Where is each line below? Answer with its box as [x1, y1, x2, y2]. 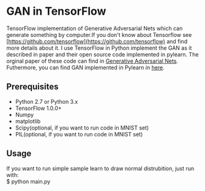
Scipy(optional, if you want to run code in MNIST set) [15, 124, 149, 131]
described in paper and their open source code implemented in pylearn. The [6, 50, 199, 58]
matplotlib [15, 117, 41, 125]
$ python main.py [6, 177, 51, 185]
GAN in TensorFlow [6, 4, 106, 18]
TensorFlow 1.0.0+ [15, 104, 62, 112]
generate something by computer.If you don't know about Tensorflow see [6, 31, 192, 38]
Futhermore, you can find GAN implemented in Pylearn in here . [6, 63, 165, 71]
